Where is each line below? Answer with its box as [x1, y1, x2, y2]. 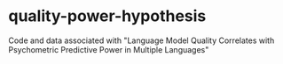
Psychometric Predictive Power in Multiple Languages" [8, 44, 209, 54]
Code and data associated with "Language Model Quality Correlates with [8, 35, 275, 46]
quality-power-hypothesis [8, 6, 207, 26]
